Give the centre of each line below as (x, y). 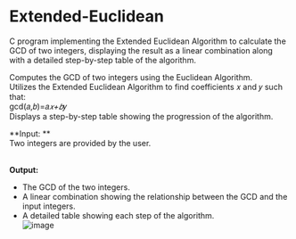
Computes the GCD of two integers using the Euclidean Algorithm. (131, 77)
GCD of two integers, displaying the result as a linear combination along (141, 50)
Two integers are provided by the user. (80, 143)
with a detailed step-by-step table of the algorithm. (103, 60)
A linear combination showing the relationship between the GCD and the (155, 196)
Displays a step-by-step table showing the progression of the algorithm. (141, 116)
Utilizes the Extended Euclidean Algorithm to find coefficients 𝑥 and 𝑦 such (146, 87)
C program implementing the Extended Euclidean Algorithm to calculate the (148, 41)
